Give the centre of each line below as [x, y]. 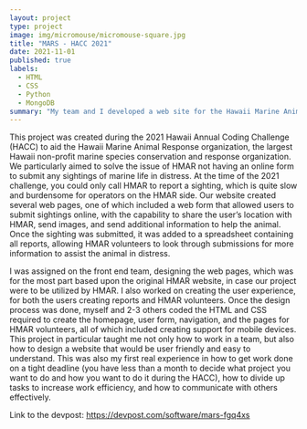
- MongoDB [36, 103]
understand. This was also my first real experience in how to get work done [152, 359]
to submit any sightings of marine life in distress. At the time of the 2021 [144, 176]
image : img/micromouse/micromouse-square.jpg [97, 35]
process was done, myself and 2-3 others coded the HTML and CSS [138, 310]
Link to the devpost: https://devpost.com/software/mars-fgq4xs [130, 415]
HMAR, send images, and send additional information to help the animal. [145, 225]
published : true [40, 60]
